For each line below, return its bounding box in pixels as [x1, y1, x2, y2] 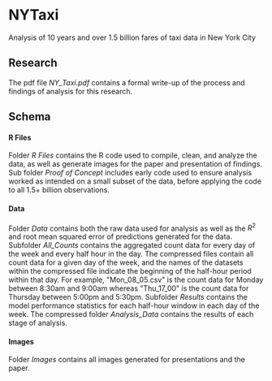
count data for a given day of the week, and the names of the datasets [8, 258, 244, 267]
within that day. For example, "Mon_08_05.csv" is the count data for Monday [8, 275, 264, 285]
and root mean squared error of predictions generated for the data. [8, 232, 233, 241]
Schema [8, 110, 51, 123]
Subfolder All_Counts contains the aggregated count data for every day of [8, 240, 256, 250]
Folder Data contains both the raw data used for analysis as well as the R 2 [8, 222, 257, 233]
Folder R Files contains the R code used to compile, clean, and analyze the [8, 150, 257, 160]
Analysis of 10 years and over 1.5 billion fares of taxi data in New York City [8, 32, 256, 42]
